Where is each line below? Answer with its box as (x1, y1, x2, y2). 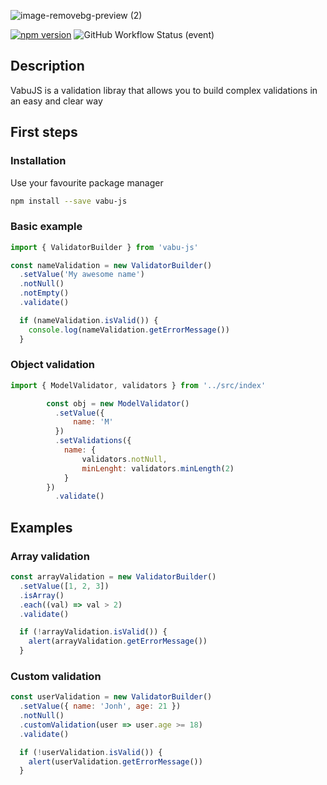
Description (10, 58, 85, 75)
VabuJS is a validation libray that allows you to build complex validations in (10, 84, 318, 96)
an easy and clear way (10, 95, 103, 107)
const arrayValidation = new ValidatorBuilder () (10, 572, 217, 582)
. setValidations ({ (54, 436, 132, 446)
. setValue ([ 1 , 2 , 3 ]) (19, 581, 110, 591)
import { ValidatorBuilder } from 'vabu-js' (10, 242, 199, 252)
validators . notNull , (81, 454, 168, 464)
